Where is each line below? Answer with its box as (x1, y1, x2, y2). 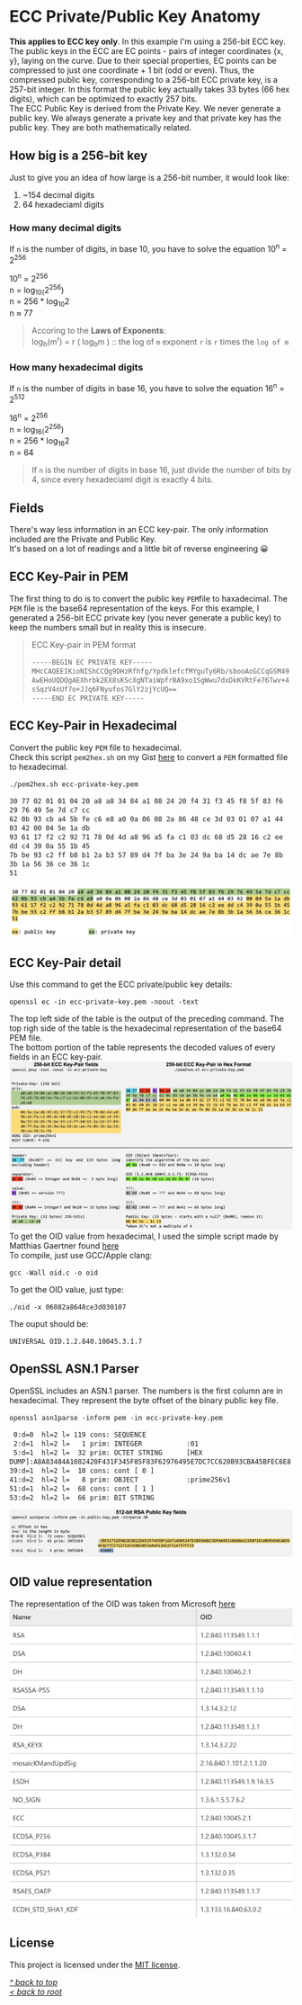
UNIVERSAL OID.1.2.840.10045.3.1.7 (9, 1338, 143, 1347)
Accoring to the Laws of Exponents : (31, 326, 166, 336)
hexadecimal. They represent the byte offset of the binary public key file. (9, 1394, 279, 1405)
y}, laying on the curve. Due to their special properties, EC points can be (9, 55, 277, 66)
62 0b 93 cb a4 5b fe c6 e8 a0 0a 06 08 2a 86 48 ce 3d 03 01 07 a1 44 (9, 814, 283, 824)
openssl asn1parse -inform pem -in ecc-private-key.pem (9, 1413, 223, 1422)
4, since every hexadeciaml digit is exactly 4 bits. (31, 474, 214, 485)
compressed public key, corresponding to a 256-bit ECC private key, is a (9, 74, 279, 85)
